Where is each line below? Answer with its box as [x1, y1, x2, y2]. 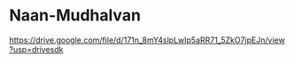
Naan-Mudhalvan [9, 5, 142, 26]
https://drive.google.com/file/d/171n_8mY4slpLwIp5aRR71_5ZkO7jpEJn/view [9, 35, 285, 45]
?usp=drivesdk [9, 43, 64, 54]
